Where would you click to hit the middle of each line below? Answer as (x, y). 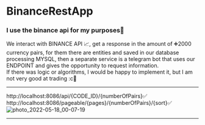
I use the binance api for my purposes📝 (65, 30)
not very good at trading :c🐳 (42, 79)
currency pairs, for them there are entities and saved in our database (93, 52)
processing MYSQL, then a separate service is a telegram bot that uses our (101, 59)
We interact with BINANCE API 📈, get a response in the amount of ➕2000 (99, 44)
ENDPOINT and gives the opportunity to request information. (83, 66)
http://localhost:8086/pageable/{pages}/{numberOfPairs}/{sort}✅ (89, 103)
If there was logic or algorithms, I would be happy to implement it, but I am (100, 72)
